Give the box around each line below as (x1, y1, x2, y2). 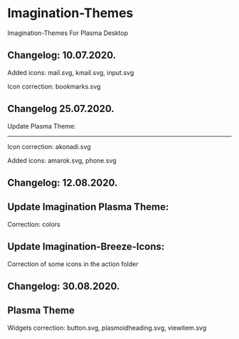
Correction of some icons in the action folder (7, 259, 139, 268)
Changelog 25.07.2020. (7, 103, 115, 115)
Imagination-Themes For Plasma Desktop (7, 29, 128, 37)
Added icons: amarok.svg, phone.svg (7, 156, 117, 165)
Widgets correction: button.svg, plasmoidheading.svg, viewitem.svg (7, 323, 207, 332)
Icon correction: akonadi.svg (7, 142, 91, 151)
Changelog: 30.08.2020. (7, 280, 120, 292)
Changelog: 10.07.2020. (7, 49, 117, 61)
